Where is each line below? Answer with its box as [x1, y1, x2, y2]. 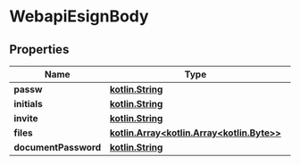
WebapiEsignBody [9, 6, 149, 27]
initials [13, 98, 43, 110]
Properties [9, 42, 70, 57]
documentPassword [13, 141, 102, 153]
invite [13, 112, 38, 124]
